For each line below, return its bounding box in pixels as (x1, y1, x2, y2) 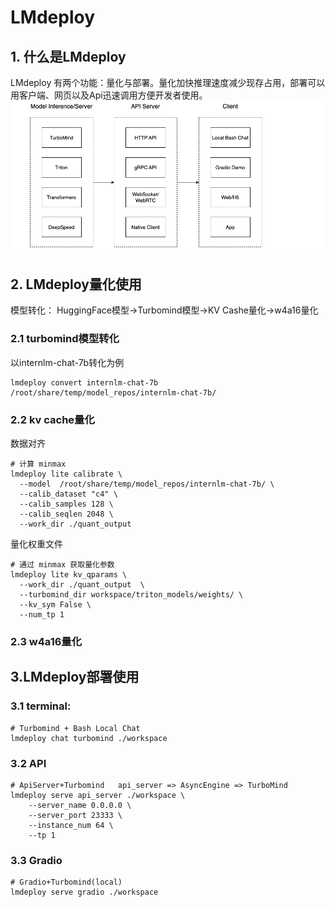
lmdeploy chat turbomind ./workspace (10, 733, 168, 743)
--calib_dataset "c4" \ (19, 489, 118, 499)
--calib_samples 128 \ (19, 499, 114, 509)
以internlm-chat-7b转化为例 (10, 356, 125, 368)
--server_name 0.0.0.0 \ (28, 800, 132, 810)
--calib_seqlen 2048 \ (19, 509, 114, 519)
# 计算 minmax (10, 459, 67, 469)
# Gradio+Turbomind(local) (10, 877, 123, 888)
